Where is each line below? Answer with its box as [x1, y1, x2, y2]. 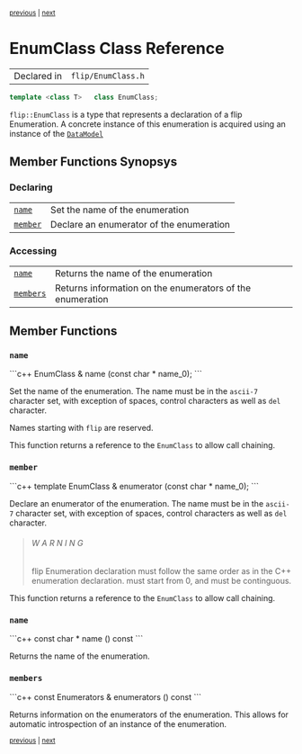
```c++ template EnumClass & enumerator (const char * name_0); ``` [9, 480, 259, 491]
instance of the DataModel [9, 128, 103, 139]
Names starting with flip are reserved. [9, 423, 155, 434]
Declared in [13, 69, 63, 82]
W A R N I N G [31, 538, 84, 549]
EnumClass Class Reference [9, 39, 225, 58]
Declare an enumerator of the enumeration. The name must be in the [9, 498, 264, 508]
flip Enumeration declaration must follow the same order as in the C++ [31, 565, 292, 576]
